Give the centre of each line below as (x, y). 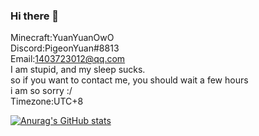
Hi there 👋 (35, 16)
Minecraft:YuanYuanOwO (62, 38)
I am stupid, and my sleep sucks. (78, 70)
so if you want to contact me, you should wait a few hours (129, 80)
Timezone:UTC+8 (47, 101)
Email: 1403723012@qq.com (68, 59)
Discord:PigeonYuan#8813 (65, 48)
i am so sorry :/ (41, 91)
